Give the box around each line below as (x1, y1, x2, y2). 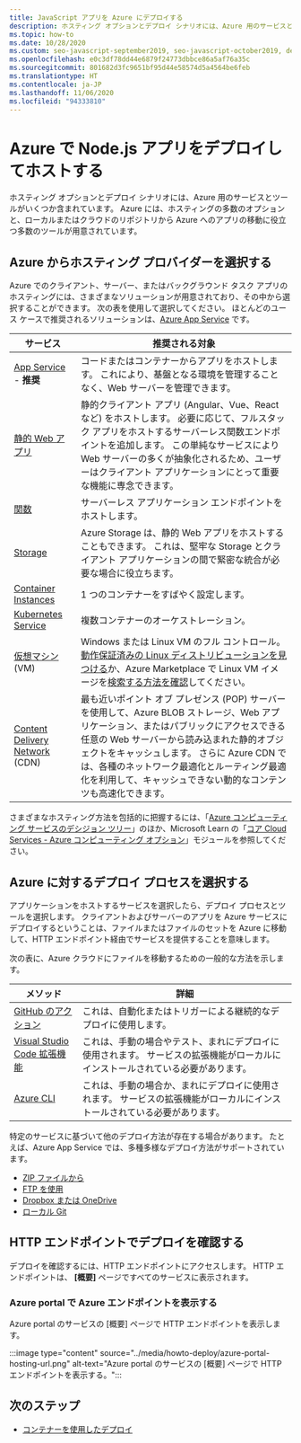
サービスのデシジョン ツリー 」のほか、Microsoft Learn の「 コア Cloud (26, 823, 287, 834)
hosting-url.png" (9, 1359, 71, 1369)
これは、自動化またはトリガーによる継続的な (82, 1005, 271, 1017)
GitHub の (13, 1005, 56, 1017)
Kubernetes (13, 608, 63, 621)
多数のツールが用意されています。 (16, 226, 142, 236)
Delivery (13, 734, 49, 747)
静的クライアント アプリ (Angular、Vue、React (80, 399, 279, 412)
